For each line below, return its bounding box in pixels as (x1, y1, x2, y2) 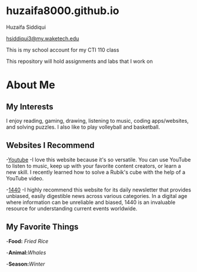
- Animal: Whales (6, 249, 46, 256)
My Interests (6, 102, 54, 112)
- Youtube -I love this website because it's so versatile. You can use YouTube (6, 156, 191, 163)
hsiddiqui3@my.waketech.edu (6, 35, 79, 42)
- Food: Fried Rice (6, 237, 49, 244)
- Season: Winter (6, 260, 45, 267)
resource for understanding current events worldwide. (6, 204, 138, 212)
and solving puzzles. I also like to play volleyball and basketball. (6, 123, 161, 130)
